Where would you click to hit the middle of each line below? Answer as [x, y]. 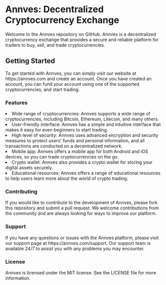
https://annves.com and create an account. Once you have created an [78, 78]
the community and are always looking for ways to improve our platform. [81, 213]
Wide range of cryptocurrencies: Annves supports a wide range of [81, 114]
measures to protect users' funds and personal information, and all [75, 141]
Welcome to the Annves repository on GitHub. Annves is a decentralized [81, 34]
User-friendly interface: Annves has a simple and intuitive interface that [86, 124]
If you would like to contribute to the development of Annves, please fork [81, 203]
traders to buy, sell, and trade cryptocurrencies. [55, 45]
